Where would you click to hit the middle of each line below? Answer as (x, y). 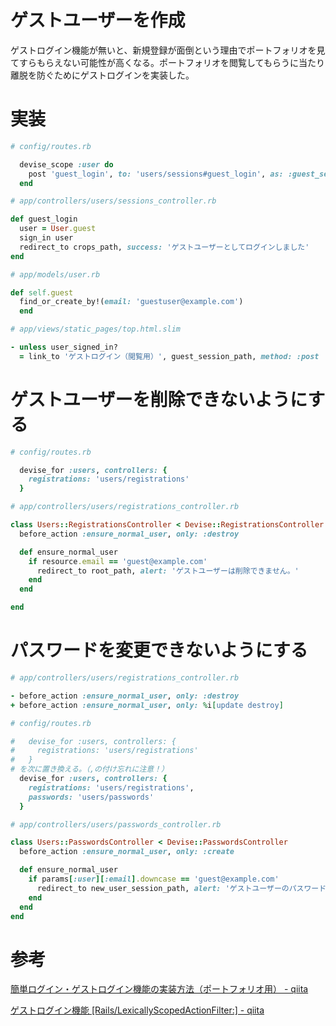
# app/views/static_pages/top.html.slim (96, 329)
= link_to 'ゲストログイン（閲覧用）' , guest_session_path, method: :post (169, 356)
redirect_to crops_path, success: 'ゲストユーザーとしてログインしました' (164, 247)
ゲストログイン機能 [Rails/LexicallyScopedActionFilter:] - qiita (137, 1010)
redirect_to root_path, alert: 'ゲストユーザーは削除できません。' (168, 571)
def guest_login (44, 219)
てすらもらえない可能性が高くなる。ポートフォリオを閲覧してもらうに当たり (167, 62)
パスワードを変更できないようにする (159, 650)
